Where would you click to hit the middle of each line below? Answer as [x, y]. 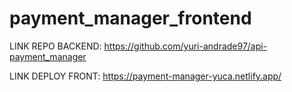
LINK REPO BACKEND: [55, 46]
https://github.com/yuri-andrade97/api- [185, 46]
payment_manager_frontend [130, 18]
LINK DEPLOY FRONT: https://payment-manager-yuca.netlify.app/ [145, 76]
